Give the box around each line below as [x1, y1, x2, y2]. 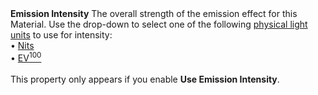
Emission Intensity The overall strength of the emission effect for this [10, 8, 298, 19]
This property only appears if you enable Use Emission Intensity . [10, 73, 280, 85]
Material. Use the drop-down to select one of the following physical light [10, 18, 308, 30]
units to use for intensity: [10, 29, 113, 41]
